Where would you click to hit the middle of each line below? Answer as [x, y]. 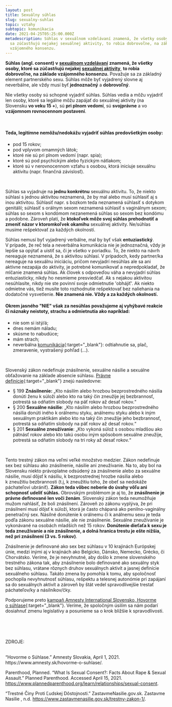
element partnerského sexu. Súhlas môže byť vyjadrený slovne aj [74, 79]
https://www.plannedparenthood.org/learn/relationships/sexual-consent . [82, 683]
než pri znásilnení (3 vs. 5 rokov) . [41, 536]
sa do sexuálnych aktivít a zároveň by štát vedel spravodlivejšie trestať [80, 585]
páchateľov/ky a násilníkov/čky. [38, 590]
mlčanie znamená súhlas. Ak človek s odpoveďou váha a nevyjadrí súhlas [83, 272]
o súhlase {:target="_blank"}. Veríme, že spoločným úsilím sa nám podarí [82, 606]
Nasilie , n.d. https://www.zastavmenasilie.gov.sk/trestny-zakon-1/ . [76, 699]
